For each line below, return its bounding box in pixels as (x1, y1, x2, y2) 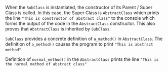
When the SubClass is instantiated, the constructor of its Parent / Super (5, 5, 153, 10)
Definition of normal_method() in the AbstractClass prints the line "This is (5, 56, 159, 62)
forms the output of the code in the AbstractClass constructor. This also (5, 20, 155, 26)
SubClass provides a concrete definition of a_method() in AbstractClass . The (5, 35, 163, 42)
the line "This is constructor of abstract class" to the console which (5, 15, 155, 21)
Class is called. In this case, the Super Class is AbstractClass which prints (5, 10, 159, 16)
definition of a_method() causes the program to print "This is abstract (5, 41, 153, 47)
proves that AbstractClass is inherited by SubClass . (5, 26, 111, 32)
